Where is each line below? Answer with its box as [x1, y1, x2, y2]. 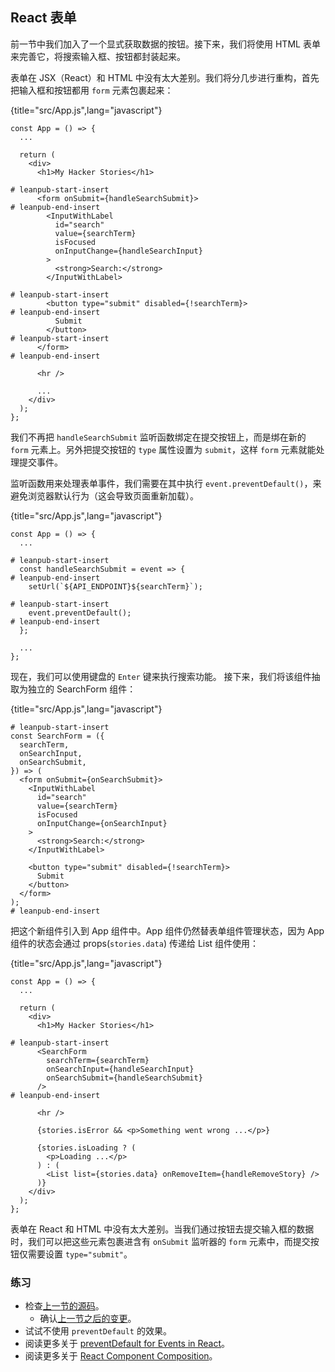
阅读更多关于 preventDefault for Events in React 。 [24, 1338, 231, 1350]
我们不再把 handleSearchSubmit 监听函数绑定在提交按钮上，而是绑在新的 [10, 431, 307, 443]
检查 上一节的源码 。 [24, 1300, 105, 1312]
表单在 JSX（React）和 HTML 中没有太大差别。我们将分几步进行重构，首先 [10, 71, 320, 83]
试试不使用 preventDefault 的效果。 [24, 1325, 172, 1337]
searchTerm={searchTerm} [46, 1055, 150, 1065]
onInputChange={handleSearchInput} [54, 246, 203, 256]
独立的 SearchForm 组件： [27, 683, 137, 695]
